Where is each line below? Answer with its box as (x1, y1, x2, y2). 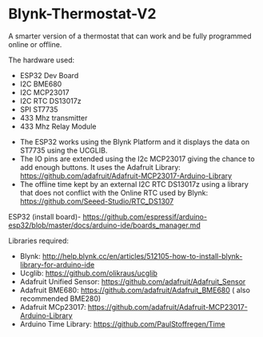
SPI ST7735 (19, 105, 58, 114)
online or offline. (8, 39, 62, 49)
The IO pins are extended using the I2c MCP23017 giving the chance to (19, 153, 255, 164)
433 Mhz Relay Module (19, 121, 97, 131)
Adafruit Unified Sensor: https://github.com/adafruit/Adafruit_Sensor (19, 276, 246, 286)
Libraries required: (8, 236, 70, 245)
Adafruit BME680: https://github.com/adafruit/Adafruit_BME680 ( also (19, 285, 250, 295)
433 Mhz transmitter (19, 113, 88, 122)
